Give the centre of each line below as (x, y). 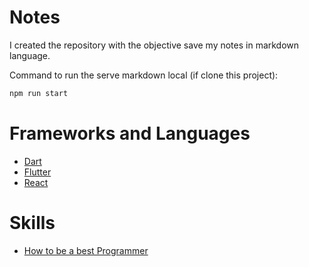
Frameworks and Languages (130, 133)
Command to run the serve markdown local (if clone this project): (144, 75)
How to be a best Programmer (86, 250)
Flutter (37, 172)
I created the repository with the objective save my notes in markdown (154, 45)
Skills (32, 222)
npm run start (39, 93)
